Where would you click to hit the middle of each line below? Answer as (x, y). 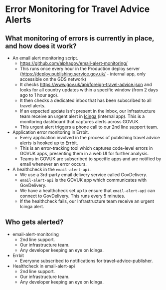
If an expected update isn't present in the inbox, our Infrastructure (87, 111)
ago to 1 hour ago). (39, 95)
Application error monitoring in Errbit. (51, 132)
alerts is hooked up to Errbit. (49, 143)
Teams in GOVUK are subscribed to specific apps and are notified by (90, 159)
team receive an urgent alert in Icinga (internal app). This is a (82, 116)
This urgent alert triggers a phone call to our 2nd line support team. (89, 127)
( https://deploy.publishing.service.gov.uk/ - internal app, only (83, 74)
